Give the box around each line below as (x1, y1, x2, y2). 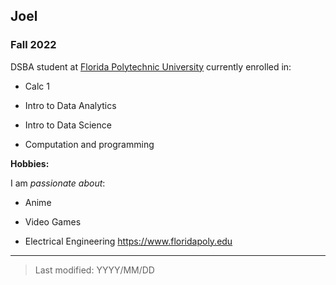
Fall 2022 (10, 38, 57, 52)
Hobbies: (10, 157, 50, 169)
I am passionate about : (10, 177, 106, 189)
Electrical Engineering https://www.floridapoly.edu (24, 235, 233, 247)
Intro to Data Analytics (24, 99, 117, 111)
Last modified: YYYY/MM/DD (34, 264, 155, 276)
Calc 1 (24, 80, 50, 92)
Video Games (24, 215, 82, 228)
